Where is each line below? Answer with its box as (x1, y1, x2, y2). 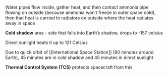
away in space (5, 20, 35, 26)
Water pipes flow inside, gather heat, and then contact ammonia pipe (5, 4, 149, 10)
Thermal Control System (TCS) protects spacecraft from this (5, 64, 133, 70)
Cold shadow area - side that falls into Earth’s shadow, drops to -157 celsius (5, 30, 163, 35)
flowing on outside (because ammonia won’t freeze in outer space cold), (5, 9, 156, 15)
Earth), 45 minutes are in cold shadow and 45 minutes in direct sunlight (5, 54, 154, 60)
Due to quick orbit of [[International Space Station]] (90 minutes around (5, 49, 154, 55)
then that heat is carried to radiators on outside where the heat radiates (5, 15, 154, 20)
